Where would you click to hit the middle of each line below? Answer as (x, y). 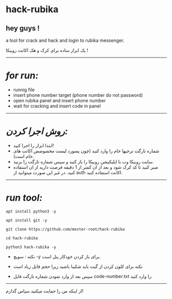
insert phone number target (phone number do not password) (78, 95)
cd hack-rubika (22, 238)
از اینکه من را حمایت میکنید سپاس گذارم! (45, 291)
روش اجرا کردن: (37, 131)
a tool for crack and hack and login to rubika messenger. (65, 40)
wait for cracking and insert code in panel (57, 106)
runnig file (24, 90)
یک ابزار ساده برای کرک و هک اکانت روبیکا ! (47, 50)
